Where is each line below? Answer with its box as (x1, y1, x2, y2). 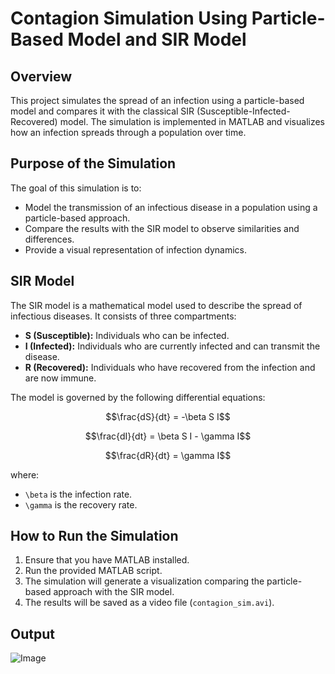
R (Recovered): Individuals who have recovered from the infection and (24, 361, 316, 373)
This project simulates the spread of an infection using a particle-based (10, 95, 305, 106)
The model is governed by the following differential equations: (10, 391, 266, 403)
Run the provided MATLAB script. (24, 565, 163, 577)
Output (10, 625, 55, 642)
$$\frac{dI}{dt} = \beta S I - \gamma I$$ (84, 430, 252, 442)
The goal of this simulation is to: (10, 182, 142, 194)
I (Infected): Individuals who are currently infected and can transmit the (24, 340, 321, 352)
